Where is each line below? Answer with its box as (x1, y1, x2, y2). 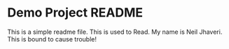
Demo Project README (7, 5, 144, 21)
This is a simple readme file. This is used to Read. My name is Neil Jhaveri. (7, 28, 223, 36)
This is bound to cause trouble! (7, 35, 97, 43)
